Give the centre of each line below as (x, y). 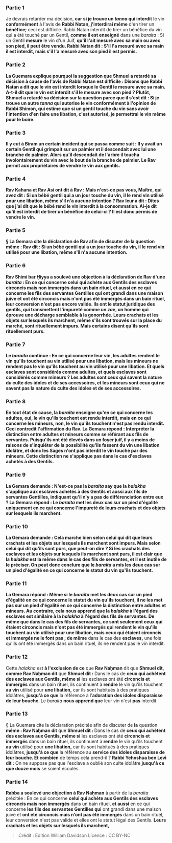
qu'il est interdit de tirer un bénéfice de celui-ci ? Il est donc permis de (82, 212)
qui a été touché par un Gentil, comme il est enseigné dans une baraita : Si (85, 35)
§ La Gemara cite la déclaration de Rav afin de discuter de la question (80, 242)
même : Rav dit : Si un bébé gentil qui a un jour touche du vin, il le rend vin (85, 247)
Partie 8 (16, 402)
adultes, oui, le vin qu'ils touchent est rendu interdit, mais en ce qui (78, 418)
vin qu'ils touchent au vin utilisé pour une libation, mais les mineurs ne (82, 361)
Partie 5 (16, 230)
